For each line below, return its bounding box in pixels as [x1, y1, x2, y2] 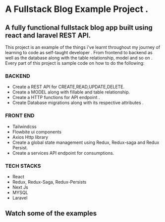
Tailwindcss [12, 123, 37, 129]
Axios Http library [12, 134, 49, 140]
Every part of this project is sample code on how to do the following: [5, 60, 145, 66]
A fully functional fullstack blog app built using [5, 23, 153, 32]
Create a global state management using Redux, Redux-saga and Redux [12, 139, 160, 145]
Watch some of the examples [5, 209, 97, 218]
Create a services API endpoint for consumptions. [12, 150, 114, 156]
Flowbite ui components [12, 128, 62, 135]
